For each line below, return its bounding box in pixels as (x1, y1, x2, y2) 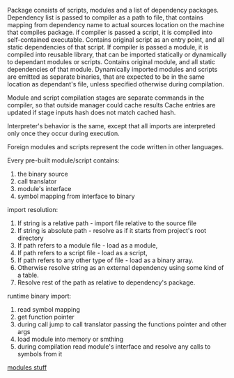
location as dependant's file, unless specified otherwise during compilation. (7, 80, 224, 88)
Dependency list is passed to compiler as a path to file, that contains (7, 13, 204, 22)
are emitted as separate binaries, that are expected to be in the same (7, 73, 205, 81)
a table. (17, 271, 40, 279)
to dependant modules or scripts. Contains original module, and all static (7, 58, 216, 66)
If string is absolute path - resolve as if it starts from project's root (17, 227, 207, 234)
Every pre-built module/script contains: (7, 156, 120, 165)
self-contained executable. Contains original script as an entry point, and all (7, 36, 225, 44)
